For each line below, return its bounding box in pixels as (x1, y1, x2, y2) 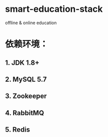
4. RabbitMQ (5, 108, 44, 117)
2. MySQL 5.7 (5, 75, 47, 83)
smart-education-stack (5, 3, 103, 15)
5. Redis (5, 126, 30, 134)
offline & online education (5, 20, 57, 26)
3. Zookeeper (5, 92, 47, 101)
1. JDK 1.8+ (5, 58, 40, 67)
